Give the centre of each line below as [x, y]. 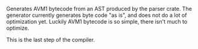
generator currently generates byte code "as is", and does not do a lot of [97, 15]
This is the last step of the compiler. [51, 40]
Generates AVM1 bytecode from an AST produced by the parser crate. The [99, 9]
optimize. [18, 28]
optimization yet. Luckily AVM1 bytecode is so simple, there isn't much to [97, 21]
